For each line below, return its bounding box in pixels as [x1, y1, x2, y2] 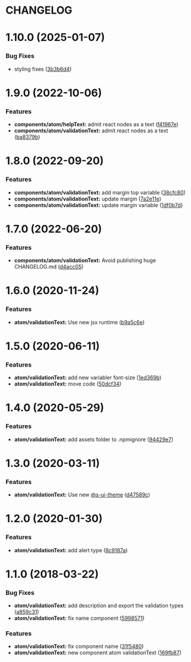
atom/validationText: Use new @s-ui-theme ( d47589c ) [14, 491, 151, 498]
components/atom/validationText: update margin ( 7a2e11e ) [14, 195, 161, 202]
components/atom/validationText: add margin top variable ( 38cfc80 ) [14, 189, 186, 196]
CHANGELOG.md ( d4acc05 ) [14, 263, 84, 270]
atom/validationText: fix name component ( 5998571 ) [14, 615, 145, 622]
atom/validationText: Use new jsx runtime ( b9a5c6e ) [14, 319, 145, 326]
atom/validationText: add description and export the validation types [14, 602, 184, 609]
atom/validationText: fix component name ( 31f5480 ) [14, 643, 144, 650]
